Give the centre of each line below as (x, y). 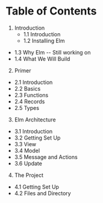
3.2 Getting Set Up (37, 138)
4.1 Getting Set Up (37, 187)
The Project (29, 175)
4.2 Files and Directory (42, 193)
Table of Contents (51, 11)
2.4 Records (30, 101)
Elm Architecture (35, 120)
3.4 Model (27, 150)
